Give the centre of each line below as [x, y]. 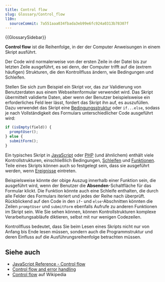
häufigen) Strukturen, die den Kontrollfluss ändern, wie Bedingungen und [79, 72]
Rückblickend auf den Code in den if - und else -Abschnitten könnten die [79, 201]
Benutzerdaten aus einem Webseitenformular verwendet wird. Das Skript [79, 92]
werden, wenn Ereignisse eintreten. [41, 171]
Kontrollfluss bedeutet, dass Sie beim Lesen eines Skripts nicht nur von [77, 226]
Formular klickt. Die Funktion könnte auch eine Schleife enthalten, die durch [82, 190]
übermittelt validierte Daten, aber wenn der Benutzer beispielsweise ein [78, 97]
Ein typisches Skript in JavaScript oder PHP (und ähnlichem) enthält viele [80, 155]
